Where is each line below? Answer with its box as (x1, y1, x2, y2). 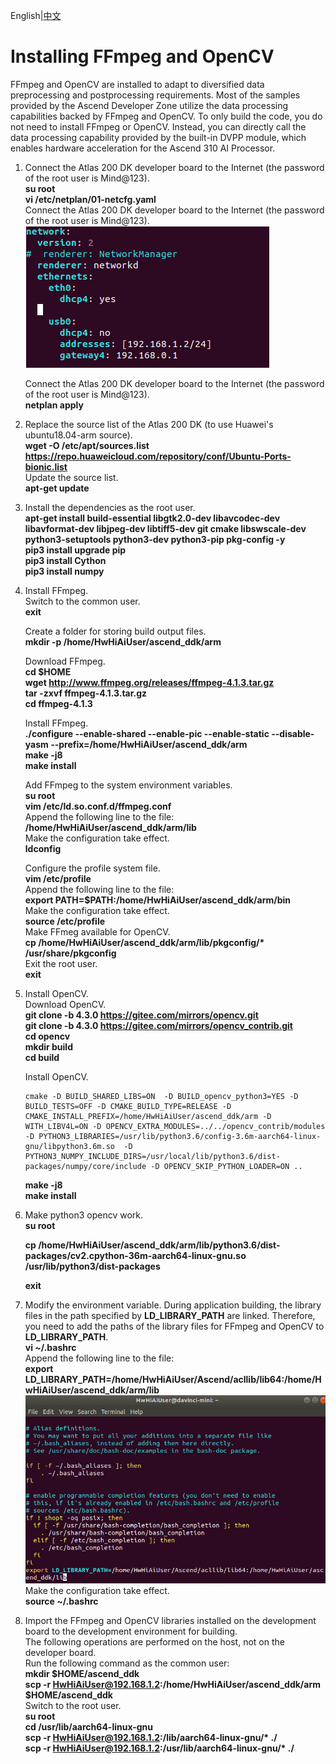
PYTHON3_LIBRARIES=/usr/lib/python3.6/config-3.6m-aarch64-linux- (38, 1131, 322, 1141)
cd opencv (24, 1030, 71, 1042)
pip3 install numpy (24, 565, 105, 577)
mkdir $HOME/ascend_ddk (24, 1667, 140, 1679)
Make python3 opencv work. (24, 1209, 143, 1221)
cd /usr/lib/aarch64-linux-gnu (24, 1720, 154, 1733)
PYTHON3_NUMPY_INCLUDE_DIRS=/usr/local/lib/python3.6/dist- (24, 1151, 281, 1161)
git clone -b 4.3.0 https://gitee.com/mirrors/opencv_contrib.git (24, 1019, 293, 1031)
